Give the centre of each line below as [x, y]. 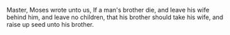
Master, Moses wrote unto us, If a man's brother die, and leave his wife [108, 10]
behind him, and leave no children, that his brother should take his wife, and [115, 17]
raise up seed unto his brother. [50, 24]
